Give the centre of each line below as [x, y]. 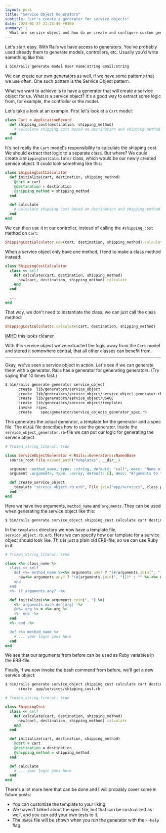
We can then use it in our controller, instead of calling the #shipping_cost [79, 228]
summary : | [16, 28]
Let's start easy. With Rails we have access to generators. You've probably [81, 47]
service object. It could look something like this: [54, 163]
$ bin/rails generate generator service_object [55, 384]
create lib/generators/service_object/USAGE [66, 398]
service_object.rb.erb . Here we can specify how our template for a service [82, 535]
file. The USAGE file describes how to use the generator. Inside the [71, 427]
